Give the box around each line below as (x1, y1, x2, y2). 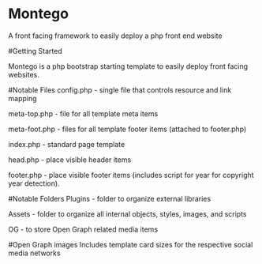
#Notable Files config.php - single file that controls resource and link (8, 85, 232, 95)
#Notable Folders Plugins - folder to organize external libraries (8, 194, 211, 203)
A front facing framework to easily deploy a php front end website (8, 31, 223, 40)
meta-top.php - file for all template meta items (8, 108, 159, 119)
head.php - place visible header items (8, 155, 132, 164)
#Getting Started (8, 46, 62, 55)
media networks (8, 248, 61, 258)
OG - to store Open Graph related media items (8, 224, 159, 234)
